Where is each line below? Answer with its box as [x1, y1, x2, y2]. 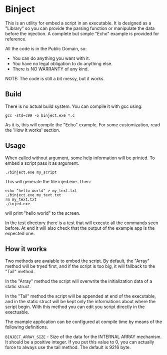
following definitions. [5, 324, 48, 330]
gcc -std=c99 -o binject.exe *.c [5, 113, 75, 118]
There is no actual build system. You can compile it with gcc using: [5, 103, 142, 109]
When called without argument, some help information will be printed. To [5, 155, 155, 161]
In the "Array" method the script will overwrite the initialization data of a [5, 278, 152, 284]
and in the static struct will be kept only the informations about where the [5, 299, 156, 305]
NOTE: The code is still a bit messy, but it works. [5, 75, 105, 81]
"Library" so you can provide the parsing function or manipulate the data [5, 25, 155, 31]
